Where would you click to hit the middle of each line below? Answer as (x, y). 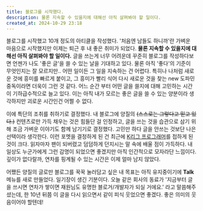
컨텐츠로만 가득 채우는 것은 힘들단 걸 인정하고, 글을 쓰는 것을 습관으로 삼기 (103, 122)
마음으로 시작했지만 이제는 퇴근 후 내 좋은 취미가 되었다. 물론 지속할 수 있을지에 (98, 48)
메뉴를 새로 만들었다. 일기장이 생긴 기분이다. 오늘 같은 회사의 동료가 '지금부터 (96, 180)
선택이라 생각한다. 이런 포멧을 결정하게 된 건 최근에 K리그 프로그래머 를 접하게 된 (100, 137)
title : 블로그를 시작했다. (35, 12)
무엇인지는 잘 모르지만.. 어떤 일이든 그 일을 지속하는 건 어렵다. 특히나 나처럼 (95, 71)
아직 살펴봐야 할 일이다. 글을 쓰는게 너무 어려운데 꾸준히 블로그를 (92, 56)
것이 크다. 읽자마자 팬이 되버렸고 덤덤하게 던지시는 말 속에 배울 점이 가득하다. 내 (100, 144)
